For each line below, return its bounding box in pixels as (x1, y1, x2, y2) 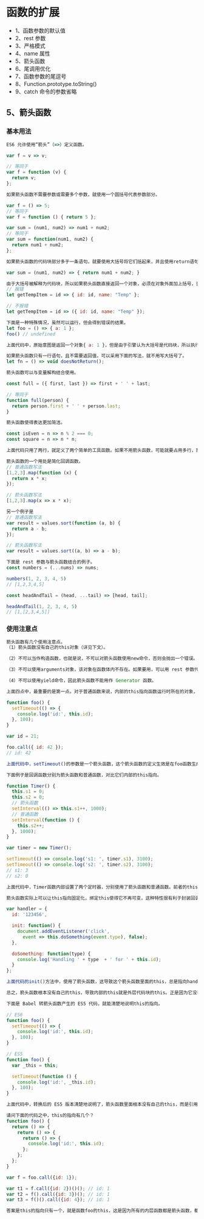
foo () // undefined (6, 331, 56, 337)
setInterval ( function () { (12, 817, 80, 823)
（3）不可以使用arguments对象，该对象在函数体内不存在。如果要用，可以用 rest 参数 (6, 667, 195, 673)
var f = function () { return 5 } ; (6, 214, 97, 220)
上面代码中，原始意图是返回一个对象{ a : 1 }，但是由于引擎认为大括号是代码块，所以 (6, 342, 191, 348)
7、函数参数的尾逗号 (15, 73, 67, 80)
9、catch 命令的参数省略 (15, 88, 77, 95)
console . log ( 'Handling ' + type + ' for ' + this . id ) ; (17, 956, 162, 962)
